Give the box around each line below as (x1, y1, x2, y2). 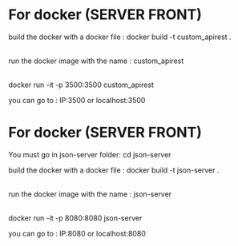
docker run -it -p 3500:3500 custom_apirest (8, 80, 155, 89)
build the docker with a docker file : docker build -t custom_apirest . (8, 32, 232, 42)
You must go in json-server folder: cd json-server (8, 149, 171, 159)
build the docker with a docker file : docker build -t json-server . (8, 165, 220, 175)
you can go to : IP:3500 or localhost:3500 (8, 95, 146, 105)
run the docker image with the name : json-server (8, 189, 172, 199)
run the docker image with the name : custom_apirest (8, 56, 184, 65)
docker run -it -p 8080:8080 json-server (8, 213, 143, 223)
